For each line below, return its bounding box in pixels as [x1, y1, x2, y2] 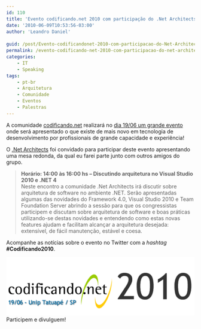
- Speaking [17, 66, 44, 72]
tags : [6, 72, 20, 79]
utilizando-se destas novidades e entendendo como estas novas [20, 214, 181, 221]
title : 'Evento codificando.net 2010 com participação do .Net [6, 16, 167, 22]
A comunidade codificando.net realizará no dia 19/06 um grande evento [6, 121, 184, 129]
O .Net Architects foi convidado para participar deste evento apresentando [6, 145, 190, 153]
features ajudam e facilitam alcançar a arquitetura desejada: [20, 221, 169, 228]
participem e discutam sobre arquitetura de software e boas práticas [20, 208, 190, 215]
